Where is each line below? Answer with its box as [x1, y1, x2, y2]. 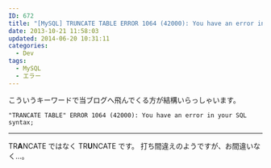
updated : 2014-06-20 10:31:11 [8, 34, 110, 43]
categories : [8, 42, 48, 50]
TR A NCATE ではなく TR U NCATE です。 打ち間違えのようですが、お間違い [8, 141, 254, 150]
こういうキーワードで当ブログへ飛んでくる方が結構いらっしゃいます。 [8, 94, 240, 105]
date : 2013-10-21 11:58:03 [8, 27, 99, 35]
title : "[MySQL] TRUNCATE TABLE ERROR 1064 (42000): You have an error [8, 19, 254, 27]
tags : [8, 57, 27, 65]
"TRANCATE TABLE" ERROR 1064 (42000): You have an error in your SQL [8, 111, 248, 120]
